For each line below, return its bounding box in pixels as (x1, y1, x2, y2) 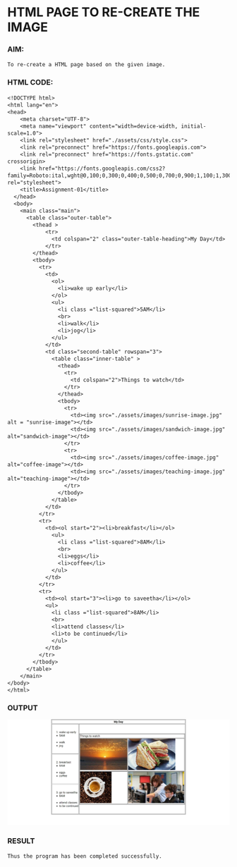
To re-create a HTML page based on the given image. (7, 61, 166, 68)
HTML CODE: (7, 78, 54, 87)
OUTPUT (7, 703, 38, 713)
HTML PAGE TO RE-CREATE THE (7, 4, 200, 20)
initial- (181, 123, 207, 130)
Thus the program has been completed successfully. (7, 853, 162, 860)
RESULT (7, 836, 35, 846)
